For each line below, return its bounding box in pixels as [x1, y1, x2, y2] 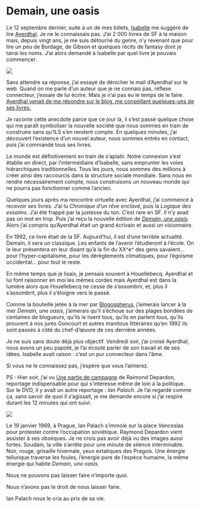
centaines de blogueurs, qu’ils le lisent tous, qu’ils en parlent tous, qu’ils [6, 313, 183, 321]
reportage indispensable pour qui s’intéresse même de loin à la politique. [6, 380, 185, 387]
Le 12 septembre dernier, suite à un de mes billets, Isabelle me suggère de [6, 24, 189, 31]
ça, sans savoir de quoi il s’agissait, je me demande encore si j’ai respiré [6, 393, 183, 400]
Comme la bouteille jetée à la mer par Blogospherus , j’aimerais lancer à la [6, 300, 187, 308]
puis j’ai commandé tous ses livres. [6, 141, 93, 148]
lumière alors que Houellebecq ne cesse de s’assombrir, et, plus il [6, 282, 168, 290]
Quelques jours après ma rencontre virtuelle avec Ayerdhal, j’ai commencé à [6, 196, 193, 203]
